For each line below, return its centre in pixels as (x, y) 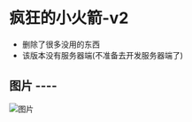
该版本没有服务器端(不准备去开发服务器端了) (103, 55)
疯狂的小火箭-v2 (69, 18)
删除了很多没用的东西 (61, 44)
